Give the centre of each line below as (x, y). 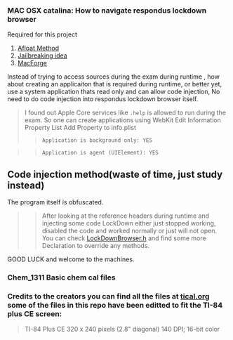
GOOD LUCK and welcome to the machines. (71, 259)
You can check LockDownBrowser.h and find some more (124, 238)
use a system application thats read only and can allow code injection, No (114, 92)
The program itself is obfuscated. (55, 202)
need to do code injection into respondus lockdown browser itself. (103, 99)
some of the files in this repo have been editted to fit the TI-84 (115, 305)
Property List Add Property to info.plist (80, 128)
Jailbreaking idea (42, 55)
